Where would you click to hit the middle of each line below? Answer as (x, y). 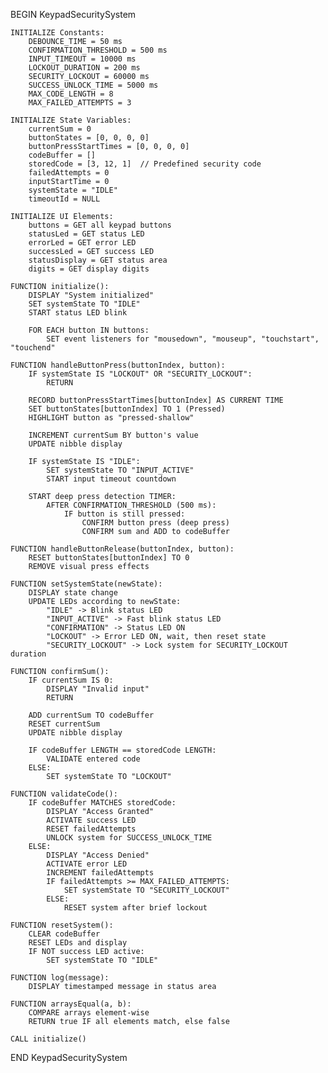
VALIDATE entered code (93, 759)
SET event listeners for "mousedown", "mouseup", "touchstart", (183, 339)
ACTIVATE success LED (91, 820)
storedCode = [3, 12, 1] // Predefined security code (145, 164)
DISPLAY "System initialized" (91, 295)
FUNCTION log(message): (60, 978)
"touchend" (33, 348)
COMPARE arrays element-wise (89, 1013)
